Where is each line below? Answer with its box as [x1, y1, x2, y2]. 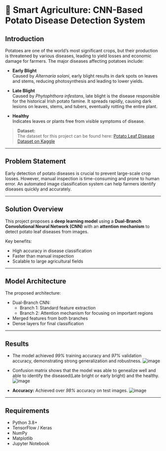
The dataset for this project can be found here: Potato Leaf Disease [17, 133, 155, 139]
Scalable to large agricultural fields [12, 258, 83, 264]
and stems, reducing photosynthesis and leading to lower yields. [12, 78, 144, 84]
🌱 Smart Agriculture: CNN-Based [5, 4, 143, 16]
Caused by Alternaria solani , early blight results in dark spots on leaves [12, 73, 158, 78]
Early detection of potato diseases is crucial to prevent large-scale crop [5, 170, 151, 176]
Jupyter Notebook [12, 441, 49, 447]
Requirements [5, 407, 49, 415]
